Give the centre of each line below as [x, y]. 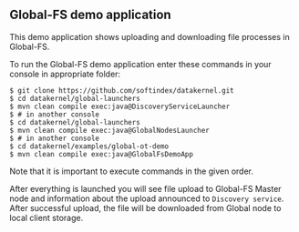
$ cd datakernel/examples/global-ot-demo [89, 146]
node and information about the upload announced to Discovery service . [147, 198]
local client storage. [46, 217]
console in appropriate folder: [65, 74]
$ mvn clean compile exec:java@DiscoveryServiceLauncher [120, 106]
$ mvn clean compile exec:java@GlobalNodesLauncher [109, 130]
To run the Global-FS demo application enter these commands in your [140, 64]
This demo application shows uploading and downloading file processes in [149, 36]
